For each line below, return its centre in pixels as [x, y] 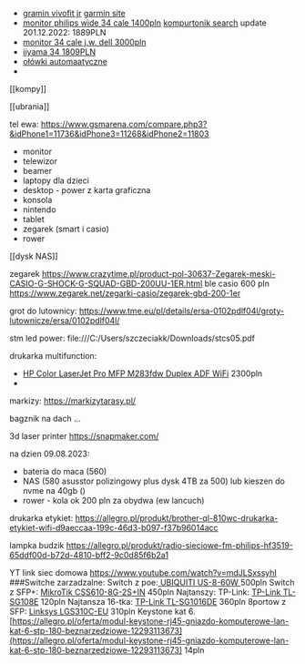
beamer [37, 171]
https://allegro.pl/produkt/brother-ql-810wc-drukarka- [177, 518]
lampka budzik [37, 545]
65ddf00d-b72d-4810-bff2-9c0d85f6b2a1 [89, 555]
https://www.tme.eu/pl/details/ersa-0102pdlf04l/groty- [182, 311]
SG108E [24, 602]
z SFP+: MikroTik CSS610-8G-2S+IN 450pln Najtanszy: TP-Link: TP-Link [145, 592]
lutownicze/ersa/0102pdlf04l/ [65, 321]
